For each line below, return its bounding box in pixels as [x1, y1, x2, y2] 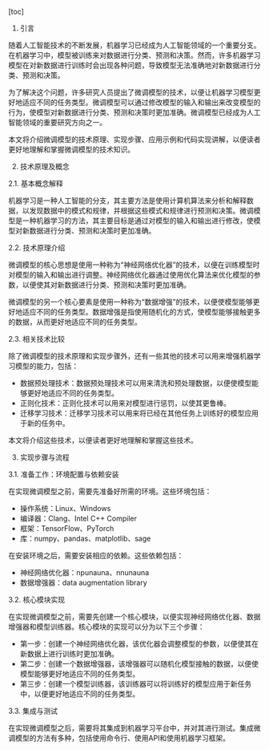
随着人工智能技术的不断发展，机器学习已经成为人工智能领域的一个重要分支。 [8, 40, 261, 50]
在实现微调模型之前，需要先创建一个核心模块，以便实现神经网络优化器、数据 [8, 612, 261, 621]
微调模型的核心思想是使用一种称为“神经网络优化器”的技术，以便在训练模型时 [8, 260, 260, 270]
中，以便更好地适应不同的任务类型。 [19, 689, 140, 699]
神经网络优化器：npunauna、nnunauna [19, 568, 150, 577]
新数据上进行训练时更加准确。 [19, 649, 118, 659]
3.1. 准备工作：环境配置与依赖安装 [8, 469, 119, 479]
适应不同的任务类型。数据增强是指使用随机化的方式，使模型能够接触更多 [22, 307, 261, 316]
